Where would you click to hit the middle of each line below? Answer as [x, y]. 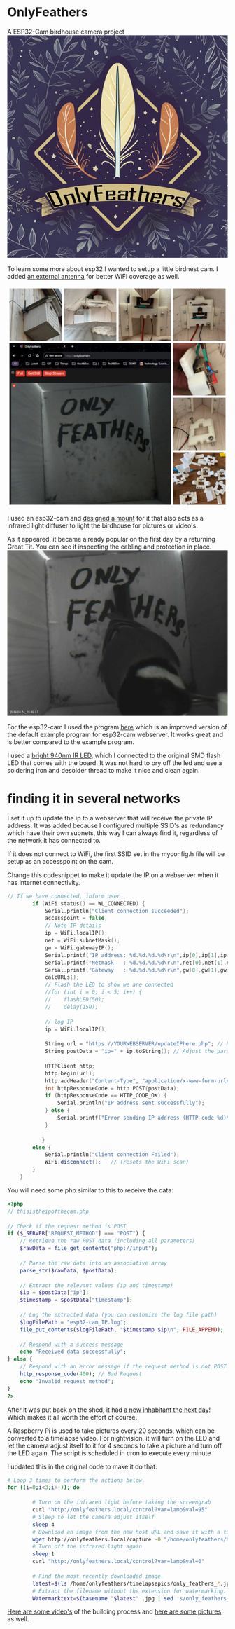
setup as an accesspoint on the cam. [60, 861]
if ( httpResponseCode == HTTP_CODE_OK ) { [106, 1096]
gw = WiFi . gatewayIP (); [79, 948]
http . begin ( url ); [70, 1073]
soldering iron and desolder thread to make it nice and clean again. [104, 770]
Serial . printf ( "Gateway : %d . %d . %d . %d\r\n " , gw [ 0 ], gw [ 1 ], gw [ [137, 970]
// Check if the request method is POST [67, 1226]
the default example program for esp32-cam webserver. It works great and [115, 734]
